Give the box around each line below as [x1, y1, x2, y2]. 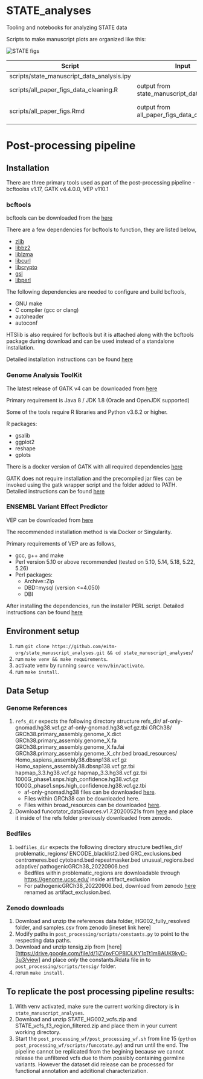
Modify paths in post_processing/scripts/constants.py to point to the [14, 930, 189, 938]
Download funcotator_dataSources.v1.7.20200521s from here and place [14, 808, 193, 815]
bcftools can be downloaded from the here [6, 214, 113, 222]
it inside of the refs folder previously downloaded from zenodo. [14, 814, 172, 822]
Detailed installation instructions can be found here [6, 356, 133, 363]
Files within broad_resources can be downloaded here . [24, 802, 161, 809]
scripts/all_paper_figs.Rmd [9, 107, 85, 115]
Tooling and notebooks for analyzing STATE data [6, 24, 127, 31]
